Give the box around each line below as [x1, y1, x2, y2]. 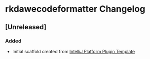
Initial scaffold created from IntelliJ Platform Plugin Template [12, 48, 135, 54]
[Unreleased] [5, 23, 47, 31]
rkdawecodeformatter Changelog [5, 3, 146, 15]
